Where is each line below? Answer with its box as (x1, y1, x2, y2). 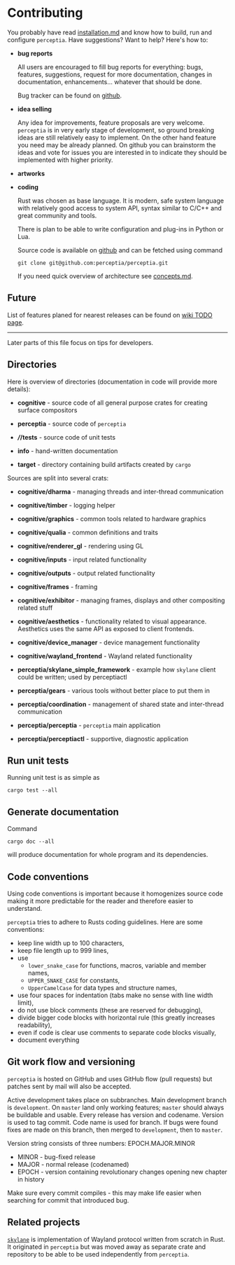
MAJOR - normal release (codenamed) (17, 1160, 129, 1168)
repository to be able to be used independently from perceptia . (7, 1250, 190, 1258)
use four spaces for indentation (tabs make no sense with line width (17, 991, 213, 999)
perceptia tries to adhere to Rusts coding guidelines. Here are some (7, 918, 203, 926)
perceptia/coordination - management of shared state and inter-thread (17, 700, 225, 708)
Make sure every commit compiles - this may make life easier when (7, 1189, 201, 1197)
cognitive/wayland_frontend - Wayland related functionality (17, 651, 192, 660)
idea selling (17, 104, 52, 113)
